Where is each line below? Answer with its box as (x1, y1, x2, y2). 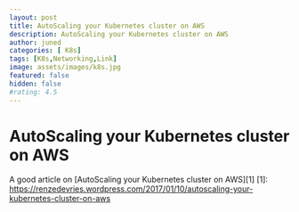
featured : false (9, 71, 69, 80)
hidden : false (9, 79, 62, 88)
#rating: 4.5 (9, 87, 58, 96)
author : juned (9, 37, 62, 47)
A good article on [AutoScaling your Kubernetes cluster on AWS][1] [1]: (9, 175, 269, 185)
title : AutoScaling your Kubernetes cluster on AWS (9, 21, 205, 30)
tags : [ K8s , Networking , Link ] (9, 54, 117, 63)
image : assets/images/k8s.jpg (9, 63, 122, 72)
